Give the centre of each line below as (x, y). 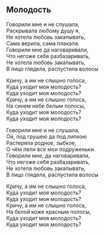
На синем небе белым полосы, (46, 106)
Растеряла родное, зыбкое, (41, 142)
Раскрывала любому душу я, (43, 31)
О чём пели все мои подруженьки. (51, 149)
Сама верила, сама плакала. (43, 43)
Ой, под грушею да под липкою (47, 136)
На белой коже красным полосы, (49, 211)
